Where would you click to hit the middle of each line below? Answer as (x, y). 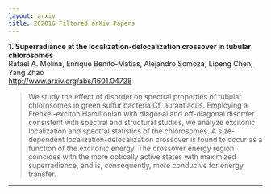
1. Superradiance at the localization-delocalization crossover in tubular (130, 46)
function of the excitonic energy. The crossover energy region (131, 148)
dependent (46, 139)
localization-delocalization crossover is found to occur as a (165, 139)
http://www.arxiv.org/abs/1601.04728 (70, 81)
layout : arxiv (32, 16)
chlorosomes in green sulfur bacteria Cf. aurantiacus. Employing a (138, 105)
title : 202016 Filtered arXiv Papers (72, 23)
